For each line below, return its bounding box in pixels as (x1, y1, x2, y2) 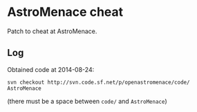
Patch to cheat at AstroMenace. (7, 27, 97, 35)
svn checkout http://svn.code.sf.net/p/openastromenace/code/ (7, 79, 190, 86)
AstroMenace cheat (7, 4, 124, 20)
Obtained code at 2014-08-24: (7, 65, 95, 73)
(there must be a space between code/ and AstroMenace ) (7, 97, 167, 105)
